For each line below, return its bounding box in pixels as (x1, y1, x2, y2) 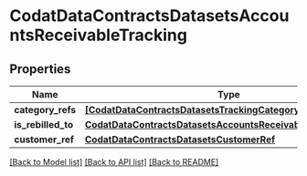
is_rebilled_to (14, 119, 74, 130)
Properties (9, 61, 71, 77)
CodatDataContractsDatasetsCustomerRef (85, 133, 276, 146)
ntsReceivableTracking (9, 25, 187, 46)
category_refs (14, 104, 76, 116)
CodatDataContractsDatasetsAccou (9, 5, 290, 26)
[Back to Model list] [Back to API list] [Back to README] (9, 157, 219, 167)
